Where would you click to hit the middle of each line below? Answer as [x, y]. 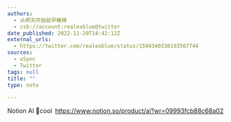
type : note [23, 85]
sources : [20, 53]
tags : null [23, 72]
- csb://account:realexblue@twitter [67, 26]
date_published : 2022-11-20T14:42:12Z [64, 33]
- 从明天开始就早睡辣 [40, 20]
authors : [20, 14]
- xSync [25, 59]
